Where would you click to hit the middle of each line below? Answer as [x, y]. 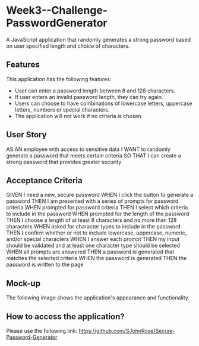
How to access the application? [65, 316]
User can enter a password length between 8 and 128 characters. [95, 91]
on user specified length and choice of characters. [68, 46]
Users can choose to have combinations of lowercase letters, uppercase [103, 103]
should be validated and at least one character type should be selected [93, 246]
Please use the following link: [42, 331]
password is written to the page [45, 265]
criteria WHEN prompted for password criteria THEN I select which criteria [97, 208]
